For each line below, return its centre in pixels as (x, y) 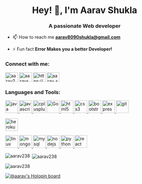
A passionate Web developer (85, 26)
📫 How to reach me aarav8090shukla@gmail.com (66, 37)
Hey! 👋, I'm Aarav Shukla (85, 10)
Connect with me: (27, 64)
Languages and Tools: (33, 92)
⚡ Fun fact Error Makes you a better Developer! (62, 49)
